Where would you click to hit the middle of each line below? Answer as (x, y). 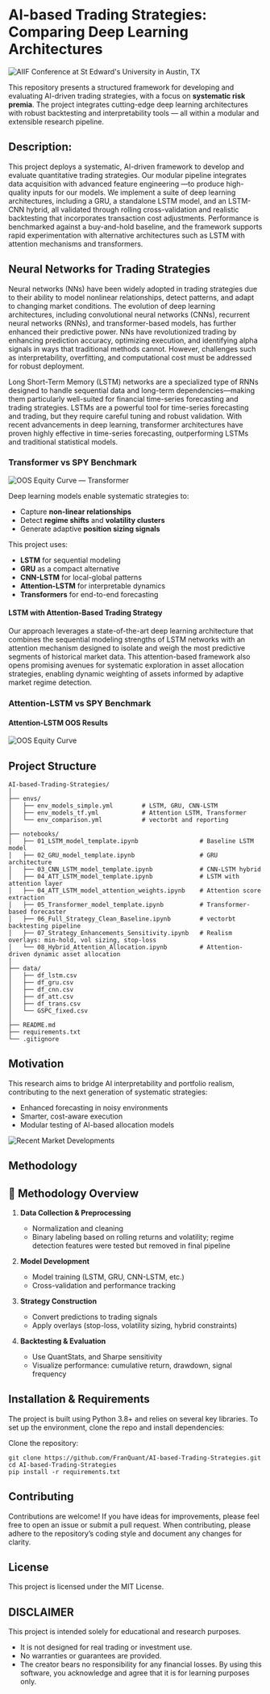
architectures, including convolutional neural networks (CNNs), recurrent (129, 314)
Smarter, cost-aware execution (71, 1116)
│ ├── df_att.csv (41, 997)
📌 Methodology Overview (74, 1193)
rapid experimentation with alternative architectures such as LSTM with (127, 235)
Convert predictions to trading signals (95, 1317)
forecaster (48, 912)
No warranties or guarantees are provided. (91, 1656)
